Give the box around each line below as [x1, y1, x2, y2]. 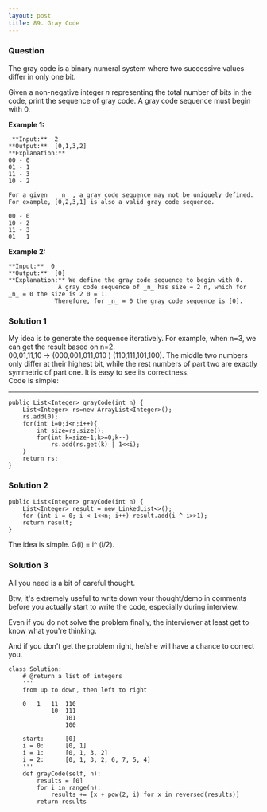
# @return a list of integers [22, 672, 123, 680]
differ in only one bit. [8, 72, 76, 81]
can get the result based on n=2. [8, 342, 115, 351]
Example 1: [8, 120, 45, 129]
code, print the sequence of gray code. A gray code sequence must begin [8, 96, 251, 105]
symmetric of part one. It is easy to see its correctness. [8, 367, 189, 377]
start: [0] [22, 735, 77, 743]
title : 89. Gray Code [8, 19, 80, 27]
